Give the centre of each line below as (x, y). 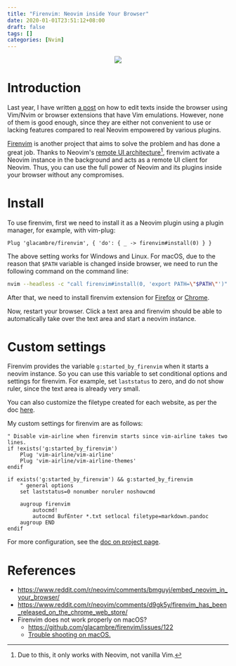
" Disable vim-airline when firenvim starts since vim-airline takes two (118, 436)
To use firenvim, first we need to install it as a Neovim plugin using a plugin (116, 222)
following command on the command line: (68, 271)
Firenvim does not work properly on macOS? (82, 620)
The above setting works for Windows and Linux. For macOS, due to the (111, 256)
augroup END (37, 523)
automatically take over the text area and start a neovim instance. (102, 318)
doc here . (21, 410)
